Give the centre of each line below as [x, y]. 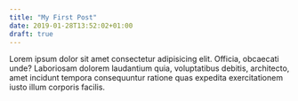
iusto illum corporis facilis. [57, 87]
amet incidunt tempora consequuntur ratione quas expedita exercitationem [146, 78]
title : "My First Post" [53, 17]
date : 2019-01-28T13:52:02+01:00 [71, 26]
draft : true [31, 34]
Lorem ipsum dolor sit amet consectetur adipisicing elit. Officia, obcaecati [144, 59]
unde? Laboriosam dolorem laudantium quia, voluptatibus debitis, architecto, [149, 68]
